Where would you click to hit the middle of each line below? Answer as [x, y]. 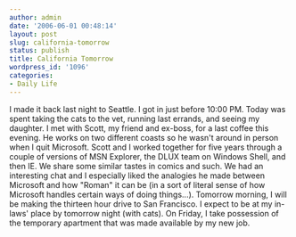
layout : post [33, 34]
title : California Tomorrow [62, 59]
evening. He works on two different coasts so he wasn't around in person [144, 137]
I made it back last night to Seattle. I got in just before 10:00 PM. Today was [148, 109]
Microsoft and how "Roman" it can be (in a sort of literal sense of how [137, 184]
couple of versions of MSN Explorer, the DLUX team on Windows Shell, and [148, 156]
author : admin [36, 17]
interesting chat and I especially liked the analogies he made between [137, 176]
